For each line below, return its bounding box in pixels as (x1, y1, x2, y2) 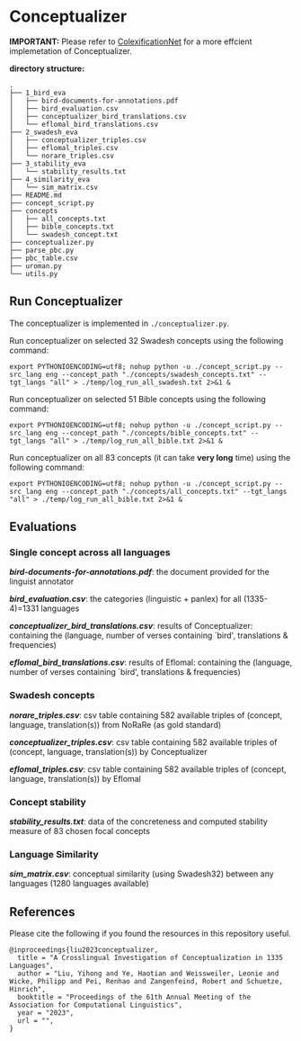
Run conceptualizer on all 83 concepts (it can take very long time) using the (9, 452, 291, 462)
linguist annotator (9, 576, 75, 587)
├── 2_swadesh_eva (9, 128, 78, 137)
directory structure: (9, 63, 85, 74)
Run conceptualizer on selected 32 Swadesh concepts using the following (9, 335, 284, 346)
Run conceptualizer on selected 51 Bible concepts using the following (9, 393, 267, 404)
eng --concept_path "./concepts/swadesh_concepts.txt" (45, 370, 255, 379)
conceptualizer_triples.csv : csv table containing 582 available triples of (9, 736, 278, 748)
